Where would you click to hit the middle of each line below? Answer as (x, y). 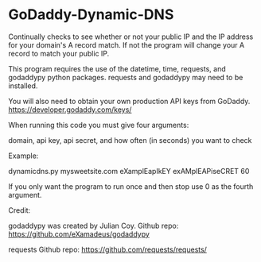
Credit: (19, 210)
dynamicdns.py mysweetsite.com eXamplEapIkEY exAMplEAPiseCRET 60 (129, 171)
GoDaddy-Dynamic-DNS (91, 15)
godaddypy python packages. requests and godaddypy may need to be (126, 77)
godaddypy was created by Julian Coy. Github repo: (93, 225)
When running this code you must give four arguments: (99, 125)
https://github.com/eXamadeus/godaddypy (79, 234)
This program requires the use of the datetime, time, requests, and (117, 68)
